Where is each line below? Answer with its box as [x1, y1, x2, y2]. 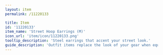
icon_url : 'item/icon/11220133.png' [5, 34, 79, 39]
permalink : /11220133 [5, 12, 49, 16]
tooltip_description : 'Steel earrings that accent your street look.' [5, 38, 151, 43]
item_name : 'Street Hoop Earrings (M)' [5, 29, 86, 34]
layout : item [5, 7, 32, 12]
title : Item [5, 20, 29, 25]
